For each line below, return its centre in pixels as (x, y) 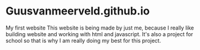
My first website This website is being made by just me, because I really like (100, 28)
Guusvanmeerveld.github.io (78, 11)
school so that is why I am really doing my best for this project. (83, 40)
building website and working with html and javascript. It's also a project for (99, 34)
